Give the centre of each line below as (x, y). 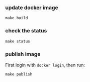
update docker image (32, 8)
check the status (26, 31)
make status (18, 41)
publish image (23, 54)
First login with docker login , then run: (45, 65)
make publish (19, 74)
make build (17, 18)
